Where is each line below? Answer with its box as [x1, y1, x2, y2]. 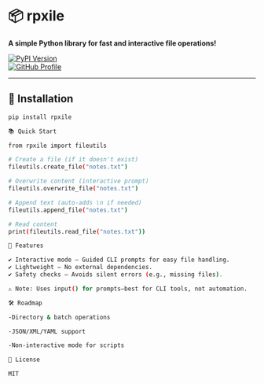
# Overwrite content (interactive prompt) [8, 177, 149, 186]
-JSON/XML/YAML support [8, 327, 86, 335]
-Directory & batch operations [8, 313, 111, 321]
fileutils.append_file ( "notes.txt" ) [8, 206, 128, 214]
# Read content [8, 220, 58, 228]
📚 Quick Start [8, 127, 57, 135]
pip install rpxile [8, 113, 72, 121]
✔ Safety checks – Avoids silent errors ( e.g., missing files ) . [8, 271, 223, 279]
